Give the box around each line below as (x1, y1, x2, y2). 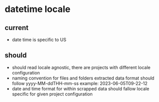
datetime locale (5, 3, 71, 15)
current (5, 23, 29, 32)
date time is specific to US (12, 36, 67, 42)
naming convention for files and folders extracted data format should (12, 75, 154, 81)
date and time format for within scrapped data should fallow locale (12, 85, 149, 91)
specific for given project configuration (12, 91, 93, 97)
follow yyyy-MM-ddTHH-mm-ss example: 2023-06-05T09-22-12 (12, 80, 148, 86)
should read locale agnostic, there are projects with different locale (12, 64, 151, 70)
